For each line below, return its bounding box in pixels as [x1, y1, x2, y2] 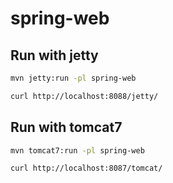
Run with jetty [10, 47, 99, 64]
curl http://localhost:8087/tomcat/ [10, 163, 163, 174]
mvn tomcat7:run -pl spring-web [10, 145, 145, 156]
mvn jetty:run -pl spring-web [10, 73, 137, 83]
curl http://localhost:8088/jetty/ [10, 91, 159, 101]
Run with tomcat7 [10, 119, 123, 136]
